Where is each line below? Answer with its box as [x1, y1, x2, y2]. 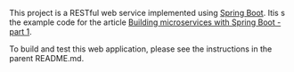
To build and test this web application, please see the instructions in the [9, 44, 273, 54]
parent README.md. [9, 53, 85, 63]
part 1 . [9, 27, 33, 36]
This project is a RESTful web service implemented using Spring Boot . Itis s [9, 8, 285, 18]
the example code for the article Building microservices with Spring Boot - [9, 17, 282, 28]
